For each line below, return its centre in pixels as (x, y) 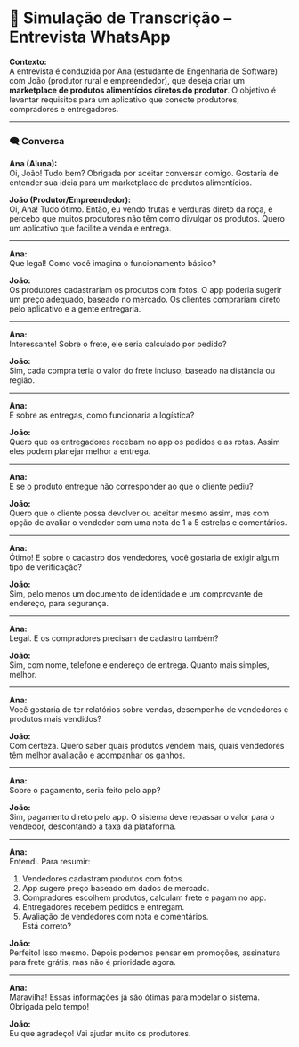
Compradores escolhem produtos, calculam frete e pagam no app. (144, 897)
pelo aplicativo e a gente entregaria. (75, 309)
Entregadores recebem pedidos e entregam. (103, 907)
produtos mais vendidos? (56, 719)
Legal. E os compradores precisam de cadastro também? (114, 638)
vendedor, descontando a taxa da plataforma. (93, 826)
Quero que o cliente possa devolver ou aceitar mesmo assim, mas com (139, 513)
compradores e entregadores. (64, 109)
